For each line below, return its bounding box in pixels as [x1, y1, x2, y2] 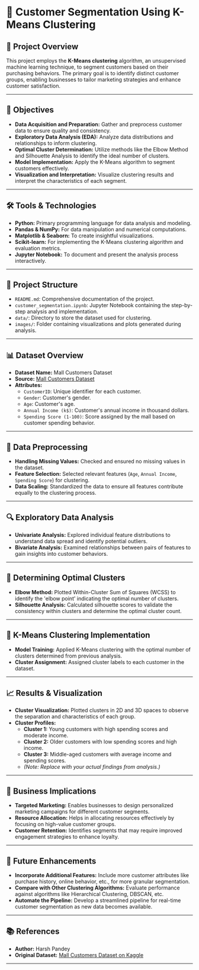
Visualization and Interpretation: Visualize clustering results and [14, 171, 174, 178]
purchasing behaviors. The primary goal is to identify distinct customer [6, 70, 179, 76]
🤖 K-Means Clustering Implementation [6, 630, 150, 640]
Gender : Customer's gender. [23, 394, 91, 401]
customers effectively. [14, 165, 69, 172]
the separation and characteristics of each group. [14, 713, 136, 720]
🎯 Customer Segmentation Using [6, 5, 171, 19]
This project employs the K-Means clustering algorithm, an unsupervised [6, 57, 186, 64]
